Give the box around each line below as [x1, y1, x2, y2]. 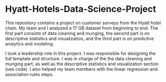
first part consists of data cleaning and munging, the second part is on [5, 30, 150, 36]
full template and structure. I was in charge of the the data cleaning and [5, 55, 152, 61]
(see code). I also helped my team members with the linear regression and [5, 66, 158, 72]
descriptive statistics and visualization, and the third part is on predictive [5, 36, 154, 41]
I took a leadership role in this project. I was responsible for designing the [5, 50, 156, 56]
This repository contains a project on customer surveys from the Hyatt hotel [5, 20, 161, 26]
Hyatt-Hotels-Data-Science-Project [5, 3, 157, 15]
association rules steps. [5, 71, 54, 77]
